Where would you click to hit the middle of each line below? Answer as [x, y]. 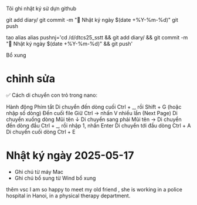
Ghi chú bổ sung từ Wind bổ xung [55, 178]
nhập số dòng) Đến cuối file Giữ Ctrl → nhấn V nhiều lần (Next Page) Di [92, 113]
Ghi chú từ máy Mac [39, 172]
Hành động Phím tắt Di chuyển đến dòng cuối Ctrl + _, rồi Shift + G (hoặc [94, 107]
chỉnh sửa [31, 79]
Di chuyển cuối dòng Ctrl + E [41, 132]
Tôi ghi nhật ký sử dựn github [41, 9]
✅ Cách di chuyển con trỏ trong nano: [52, 95]
